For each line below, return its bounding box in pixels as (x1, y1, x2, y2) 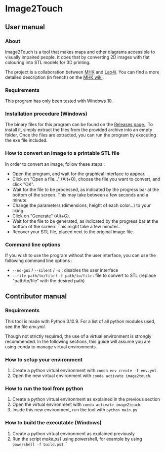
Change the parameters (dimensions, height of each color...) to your (12, 202, 151, 208)
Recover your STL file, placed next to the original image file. (12, 229, 134, 235)
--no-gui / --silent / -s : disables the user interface (12, 267, 119, 273)
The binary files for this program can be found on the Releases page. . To (5, 122, 153, 128)
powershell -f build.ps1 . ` (12, 441, 68, 447)
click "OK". (12, 181, 35, 187)
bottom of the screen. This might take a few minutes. (12, 223, 120, 229)
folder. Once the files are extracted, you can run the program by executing (5, 132, 157, 138)
